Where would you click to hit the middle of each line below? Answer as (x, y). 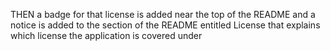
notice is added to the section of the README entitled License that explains (165, 25)
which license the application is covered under (106, 35)
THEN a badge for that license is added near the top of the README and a (163, 14)
